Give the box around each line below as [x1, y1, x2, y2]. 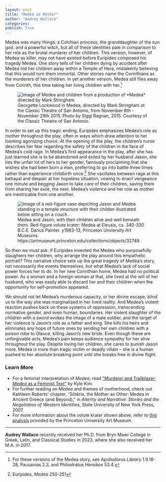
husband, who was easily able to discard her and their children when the [5, 279, 153, 285]
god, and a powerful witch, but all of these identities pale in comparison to [5, 45, 157, 50]
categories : [5, 21, 30, 26]
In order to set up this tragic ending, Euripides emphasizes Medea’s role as [5, 127, 157, 134]
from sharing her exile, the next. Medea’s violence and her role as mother [5, 186, 154, 192]
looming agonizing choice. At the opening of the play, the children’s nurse [5, 138, 155, 144]
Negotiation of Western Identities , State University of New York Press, [12, 401, 155, 407]
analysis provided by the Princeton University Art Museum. [12, 417, 132, 423]
